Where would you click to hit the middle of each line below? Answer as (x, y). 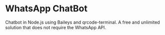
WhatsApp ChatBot (46, 9)
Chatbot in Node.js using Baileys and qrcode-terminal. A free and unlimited (83, 22)
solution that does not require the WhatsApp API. (56, 27)
